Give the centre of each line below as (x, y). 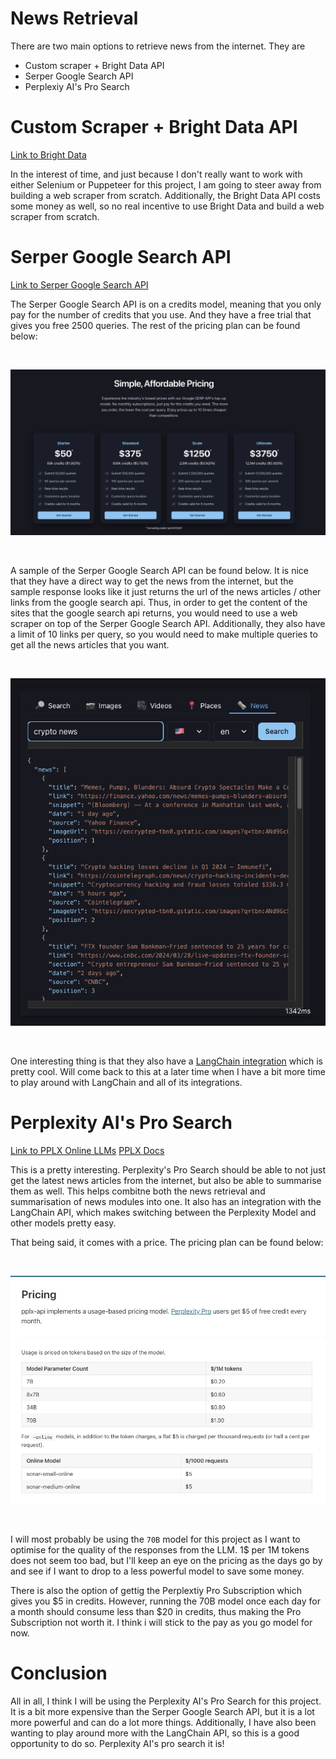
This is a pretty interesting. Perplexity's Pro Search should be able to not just (168, 1169)
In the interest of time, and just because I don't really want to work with (156, 174)
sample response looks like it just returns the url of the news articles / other (166, 592)
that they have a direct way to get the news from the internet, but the (152, 581)
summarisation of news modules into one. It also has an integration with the (166, 1201)
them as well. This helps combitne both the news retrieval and (138, 1191)
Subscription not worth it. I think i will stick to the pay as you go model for (161, 1622)
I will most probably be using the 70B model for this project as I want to (155, 1539)
